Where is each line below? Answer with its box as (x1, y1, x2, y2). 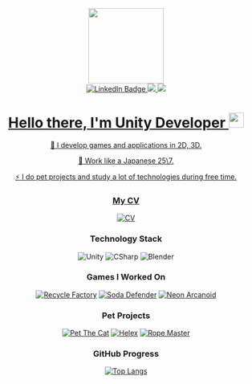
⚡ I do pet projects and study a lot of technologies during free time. (14, 172, 238, 182)
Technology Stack (90, 233, 162, 244)
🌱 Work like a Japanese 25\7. (78, 156, 174, 165)
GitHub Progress (92, 349, 160, 360)
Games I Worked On (86, 272, 166, 283)
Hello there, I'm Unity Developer (8, 114, 226, 132)
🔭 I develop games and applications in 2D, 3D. (50, 140, 202, 149)
